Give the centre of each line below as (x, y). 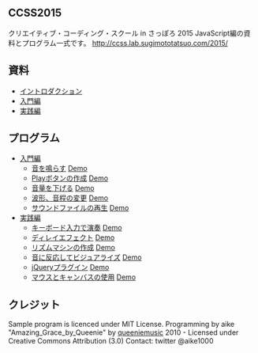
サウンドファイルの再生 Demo (80, 208)
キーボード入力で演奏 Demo (77, 228)
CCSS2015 (35, 13)
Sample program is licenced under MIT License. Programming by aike (122, 325)
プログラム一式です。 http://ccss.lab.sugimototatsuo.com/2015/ (125, 43)
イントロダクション (51, 91)
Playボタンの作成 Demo (70, 178)
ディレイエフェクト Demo (73, 237)
